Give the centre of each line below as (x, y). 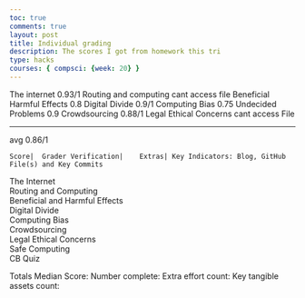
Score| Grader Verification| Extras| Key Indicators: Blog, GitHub (148, 156)
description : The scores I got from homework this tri (115, 52)
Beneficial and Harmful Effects (67, 200)
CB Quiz (25, 258)
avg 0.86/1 (29, 139)
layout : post (34, 35)
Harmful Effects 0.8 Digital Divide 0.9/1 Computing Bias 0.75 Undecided (143, 104)
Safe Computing (40, 248)
